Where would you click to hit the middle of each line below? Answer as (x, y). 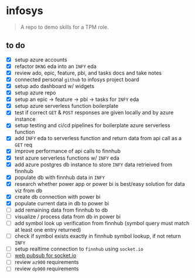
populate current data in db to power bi (62, 203)
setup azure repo (35, 93)
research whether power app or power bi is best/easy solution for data (100, 184)
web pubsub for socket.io (45, 256)
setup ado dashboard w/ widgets (54, 86)
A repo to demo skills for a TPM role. (64, 27)
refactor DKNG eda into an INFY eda (55, 66)
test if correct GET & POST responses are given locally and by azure (94, 113)
